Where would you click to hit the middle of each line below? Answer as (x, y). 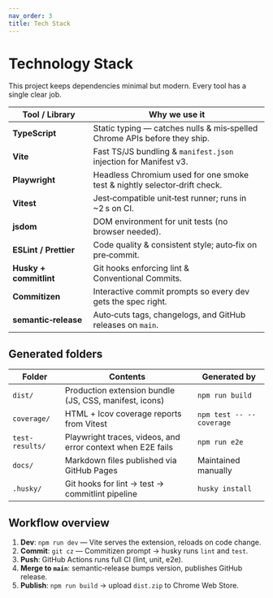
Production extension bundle (119, 390)
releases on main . (126, 325)
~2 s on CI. (113, 209)
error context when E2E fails (119, 447)
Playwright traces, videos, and (122, 437)
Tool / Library (49, 114)
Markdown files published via (121, 461)
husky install (225, 489)
